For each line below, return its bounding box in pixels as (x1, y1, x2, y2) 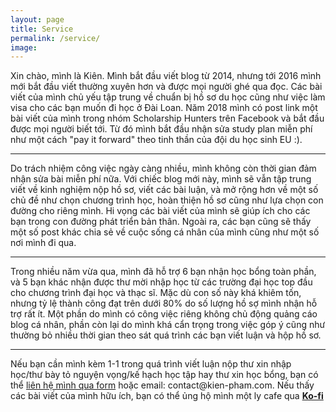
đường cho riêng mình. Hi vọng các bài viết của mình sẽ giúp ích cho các (10, 205, 311, 217)
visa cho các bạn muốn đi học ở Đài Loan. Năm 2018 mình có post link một (10, 102, 318, 114)
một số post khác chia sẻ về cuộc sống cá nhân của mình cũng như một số (10, 226, 320, 238)
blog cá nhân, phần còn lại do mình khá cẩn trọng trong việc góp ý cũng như (10, 319, 326, 331)
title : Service (10, 24, 74, 34)
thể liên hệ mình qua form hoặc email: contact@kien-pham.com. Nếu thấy (10, 379, 315, 391)
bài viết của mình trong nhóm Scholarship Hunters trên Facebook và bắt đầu (10, 112, 325, 125)
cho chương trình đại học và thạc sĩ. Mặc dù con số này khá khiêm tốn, (10, 287, 302, 299)
